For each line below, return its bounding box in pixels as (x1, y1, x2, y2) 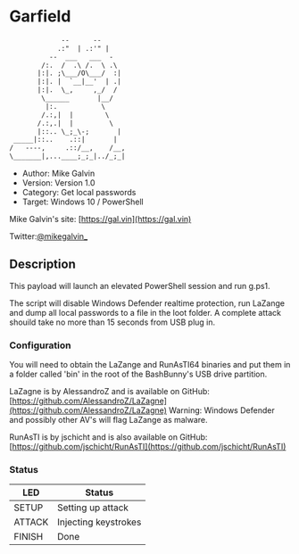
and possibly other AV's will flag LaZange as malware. (9, 415, 208, 426)
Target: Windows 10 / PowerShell (21, 196, 145, 207)
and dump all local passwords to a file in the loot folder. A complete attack (9, 307, 281, 318)
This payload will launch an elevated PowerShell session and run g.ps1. (9, 280, 270, 291)
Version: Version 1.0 (21, 178, 96, 188)
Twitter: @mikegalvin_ (9, 231, 88, 242)
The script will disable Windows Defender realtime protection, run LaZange (9, 297, 286, 309)
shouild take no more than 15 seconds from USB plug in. (9, 317, 216, 327)
